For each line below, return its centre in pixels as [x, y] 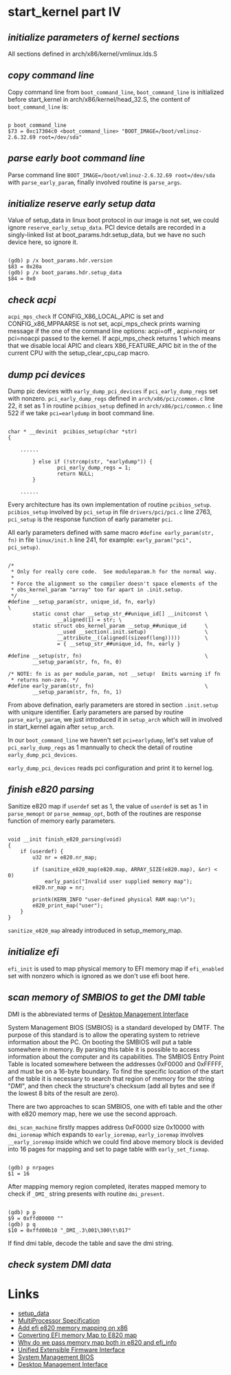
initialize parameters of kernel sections [94, 37]
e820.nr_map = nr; [59, 888]
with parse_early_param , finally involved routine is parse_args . [95, 182]
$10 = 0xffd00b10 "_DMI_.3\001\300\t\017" [69, 1230]
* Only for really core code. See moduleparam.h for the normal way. [114, 572]
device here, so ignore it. [43, 242]
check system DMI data [60, 1265]
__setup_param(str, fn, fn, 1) [77, 692]
